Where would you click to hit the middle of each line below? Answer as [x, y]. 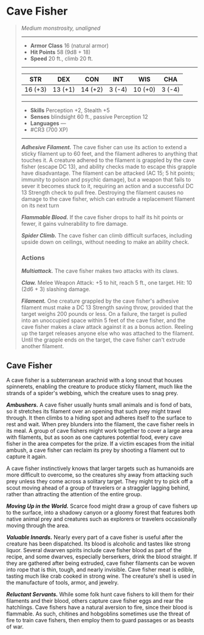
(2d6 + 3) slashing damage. [56, 289]
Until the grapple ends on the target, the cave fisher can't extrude [103, 340]
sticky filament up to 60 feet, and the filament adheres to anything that [109, 153]
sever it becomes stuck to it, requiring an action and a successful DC [107, 186]
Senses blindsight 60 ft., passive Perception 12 [89, 116]
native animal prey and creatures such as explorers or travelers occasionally [102, 519]
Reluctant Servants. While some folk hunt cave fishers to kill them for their [100, 594]
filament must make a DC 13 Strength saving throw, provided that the [107, 307]
